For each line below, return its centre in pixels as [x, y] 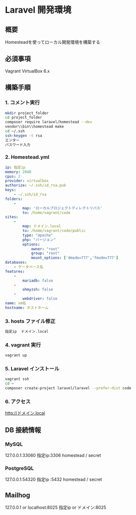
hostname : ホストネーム [27, 307]
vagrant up [16, 355]
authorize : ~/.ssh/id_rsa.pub [36, 186]
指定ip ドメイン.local [27, 332]
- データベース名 [29, 267]
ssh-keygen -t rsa [24, 135]
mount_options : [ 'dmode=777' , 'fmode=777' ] [75, 258]
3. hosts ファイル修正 [30, 321]
